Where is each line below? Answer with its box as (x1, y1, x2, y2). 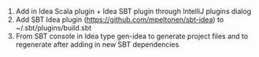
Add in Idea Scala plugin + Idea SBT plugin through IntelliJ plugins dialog (15, 7, 252, 16)
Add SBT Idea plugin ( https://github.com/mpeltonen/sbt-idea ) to (15, 15, 224, 24)
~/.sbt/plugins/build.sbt (15, 23, 92, 32)
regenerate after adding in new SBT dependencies (15, 40, 179, 49)
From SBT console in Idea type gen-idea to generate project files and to (15, 31, 249, 41)
